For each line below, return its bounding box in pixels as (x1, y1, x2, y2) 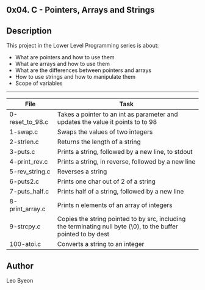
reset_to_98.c (9, 118, 49, 126)
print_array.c (9, 205, 46, 213)
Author (6, 261, 34, 271)
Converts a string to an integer (57, 240, 145, 248)
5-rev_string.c (9, 167, 51, 176)
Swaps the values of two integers (57, 128, 153, 136)
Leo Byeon (6, 277, 34, 285)
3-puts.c (9, 148, 35, 156)
